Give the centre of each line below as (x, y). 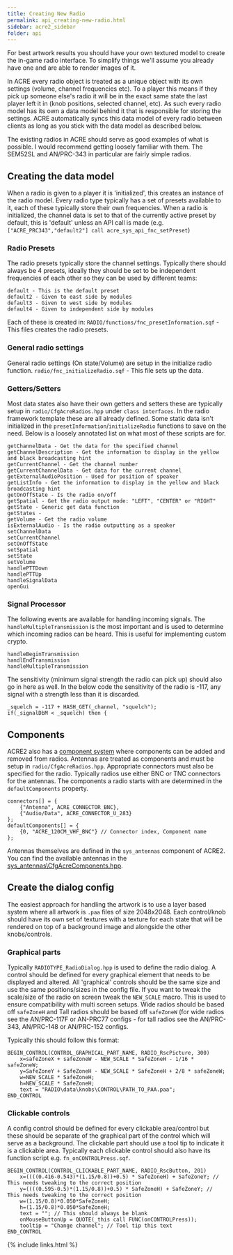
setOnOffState (28, 544)
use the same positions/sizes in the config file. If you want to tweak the (109, 990)
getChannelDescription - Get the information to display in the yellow (113, 452)
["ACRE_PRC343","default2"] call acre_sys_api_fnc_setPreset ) (99, 230)
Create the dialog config (61, 888)
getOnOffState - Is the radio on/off (62, 495)
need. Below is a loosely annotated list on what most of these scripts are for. (116, 433)
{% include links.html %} (42, 1245)
